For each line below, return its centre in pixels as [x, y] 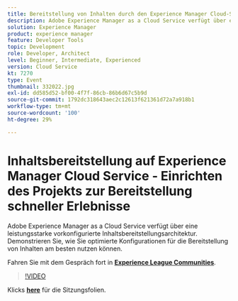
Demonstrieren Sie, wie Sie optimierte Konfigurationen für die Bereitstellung [118, 241]
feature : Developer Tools [45, 40]
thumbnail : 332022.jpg [41, 87]
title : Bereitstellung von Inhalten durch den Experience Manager [107, 14]
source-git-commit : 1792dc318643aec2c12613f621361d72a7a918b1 [101, 100]
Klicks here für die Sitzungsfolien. [57, 290]
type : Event [25, 80]
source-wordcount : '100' [44, 113]
